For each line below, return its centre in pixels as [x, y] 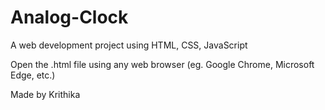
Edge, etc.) [33, 75]
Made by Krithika [45, 94]
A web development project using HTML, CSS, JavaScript [129, 45]
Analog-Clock [69, 17]
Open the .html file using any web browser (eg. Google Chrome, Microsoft [162, 64]
